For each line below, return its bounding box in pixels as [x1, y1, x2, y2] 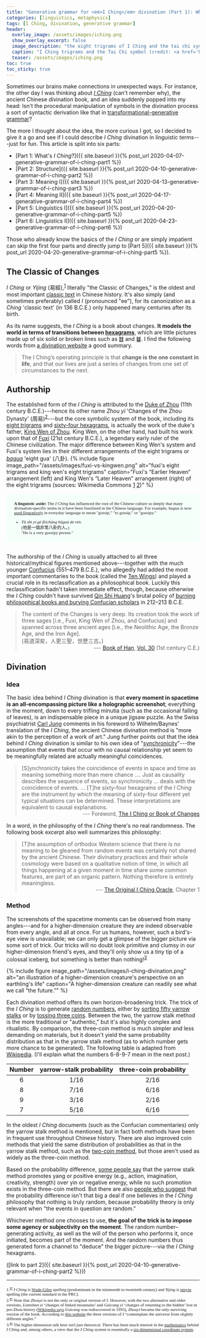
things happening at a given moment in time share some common [21, 866, 187, 874]
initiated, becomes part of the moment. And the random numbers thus [6, 1236, 183, 1244]
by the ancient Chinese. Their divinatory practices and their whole [21, 854, 188, 861]
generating [6, 1230, 34, 1237]
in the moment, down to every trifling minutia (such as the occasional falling [6, 707, 198, 714]
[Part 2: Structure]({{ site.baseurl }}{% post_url [15, 165, 134, 172]
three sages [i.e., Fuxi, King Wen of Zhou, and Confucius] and [21, 617, 178, 624]
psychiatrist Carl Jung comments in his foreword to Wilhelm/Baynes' [6, 720, 180, 727]
